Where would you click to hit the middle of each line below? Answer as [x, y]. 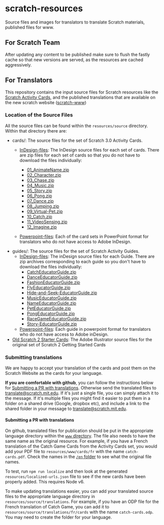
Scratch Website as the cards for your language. [54, 373]
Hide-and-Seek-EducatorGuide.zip [62, 293]
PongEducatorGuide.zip [51, 313]
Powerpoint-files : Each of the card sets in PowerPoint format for [84, 236]
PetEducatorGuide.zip [49, 308]
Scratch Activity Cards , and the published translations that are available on [80, 97]
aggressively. [18, 65]
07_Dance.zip [40, 201]
